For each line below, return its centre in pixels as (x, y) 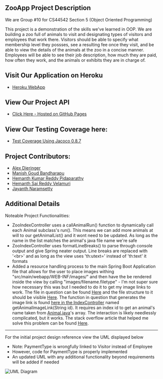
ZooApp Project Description (48, 8)
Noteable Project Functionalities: (38, 215)
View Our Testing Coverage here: (56, 129)
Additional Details (33, 204)
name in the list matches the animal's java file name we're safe (74, 241)
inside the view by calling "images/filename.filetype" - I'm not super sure (85, 282)
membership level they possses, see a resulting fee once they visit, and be (80, 44)
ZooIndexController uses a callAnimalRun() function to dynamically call (83, 225)
